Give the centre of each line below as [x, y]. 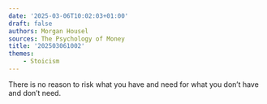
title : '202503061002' [47, 46]
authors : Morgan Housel [49, 31]
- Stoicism [41, 62]
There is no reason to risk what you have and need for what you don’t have [134, 84]
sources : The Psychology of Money [67, 39]
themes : [22, 54]
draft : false [30, 24]
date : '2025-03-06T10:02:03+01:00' [69, 16]
